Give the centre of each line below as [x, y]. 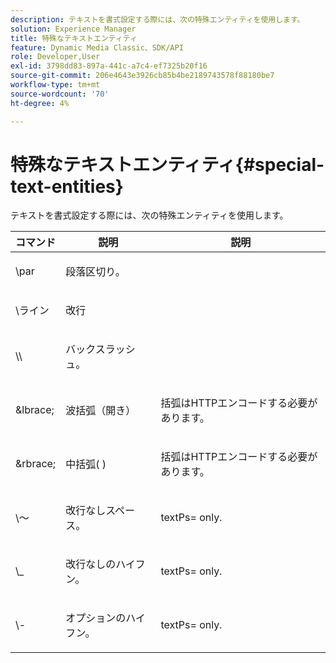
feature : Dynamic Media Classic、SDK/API [97, 47]
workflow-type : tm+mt [55, 85]
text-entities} [67, 186]
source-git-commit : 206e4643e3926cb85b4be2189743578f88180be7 [142, 76]
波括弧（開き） [101, 411]
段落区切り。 [95, 272]
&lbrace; [35, 410]
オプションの [96, 618]
